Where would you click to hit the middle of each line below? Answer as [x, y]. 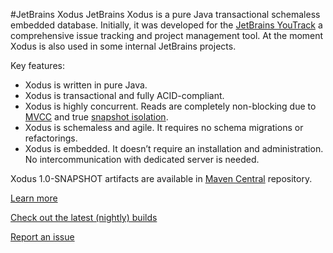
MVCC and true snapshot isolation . [96, 117]
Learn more [34, 198]
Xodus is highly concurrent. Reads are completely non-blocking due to [170, 106]
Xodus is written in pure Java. [86, 85]
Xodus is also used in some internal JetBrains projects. [123, 46]
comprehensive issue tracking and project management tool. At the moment [167, 35]
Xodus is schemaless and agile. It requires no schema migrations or [164, 127]
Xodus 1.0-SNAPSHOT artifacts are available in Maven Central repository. [161, 178]
